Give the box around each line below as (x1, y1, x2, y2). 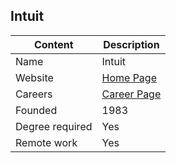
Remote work (15, 135, 78, 149)
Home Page (101, 70, 157, 84)
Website (15, 70, 54, 84)
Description (103, 37, 160, 51)
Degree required (15, 119, 93, 133)
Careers (15, 87, 53, 101)
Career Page (101, 87, 162, 101)
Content (33, 37, 74, 51)
